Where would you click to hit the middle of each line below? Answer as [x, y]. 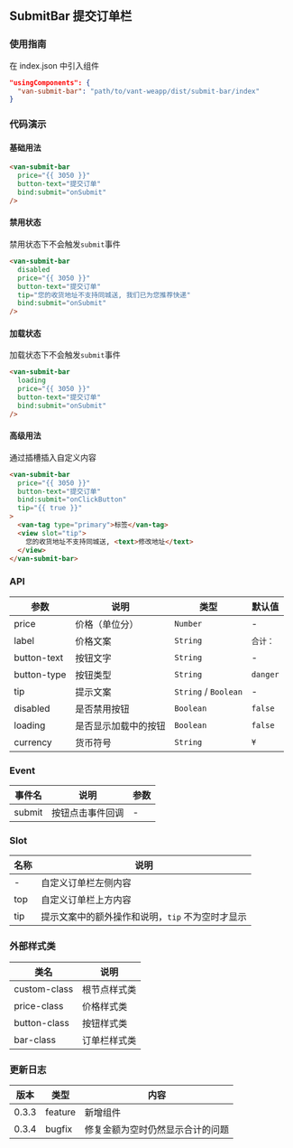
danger [265, 674]
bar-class [35, 1040]
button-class [41, 1022]
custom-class [44, 989]
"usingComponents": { [50, 83]
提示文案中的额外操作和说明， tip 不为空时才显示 [144, 917]
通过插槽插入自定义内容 [53, 457]
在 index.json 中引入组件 [55, 65]
